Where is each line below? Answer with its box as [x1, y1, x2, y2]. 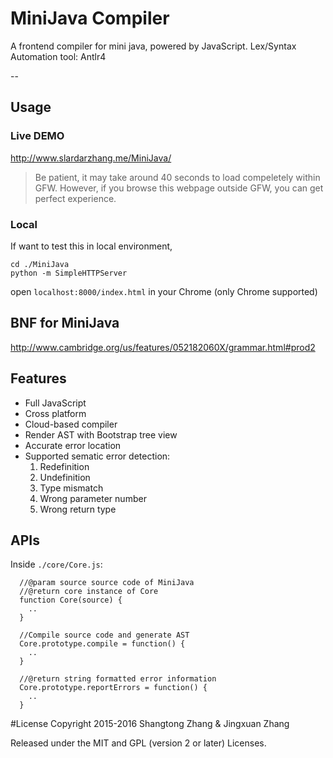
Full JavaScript [24, 397, 87, 409]
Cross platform [24, 407, 87, 419]
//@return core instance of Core [19, 587, 159, 597]
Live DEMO [10, 129, 65, 143]
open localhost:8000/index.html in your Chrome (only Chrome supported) [10, 285, 318, 297]
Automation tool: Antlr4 [10, 50, 107, 62]
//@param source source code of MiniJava [19, 578, 195, 588]
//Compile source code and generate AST [19, 630, 190, 641]
